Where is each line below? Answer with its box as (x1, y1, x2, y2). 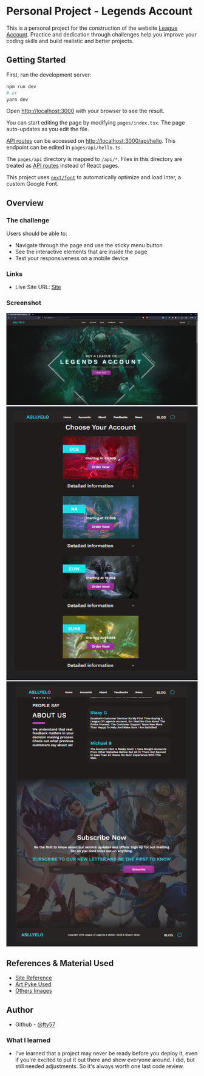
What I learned (6, 1036, 50, 1044)
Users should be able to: (6, 230, 68, 238)
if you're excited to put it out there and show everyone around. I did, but (15, 1056, 195, 1064)
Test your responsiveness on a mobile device (15, 255, 129, 262)
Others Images (15, 987, 53, 995)
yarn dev (6, 96, 29, 103)
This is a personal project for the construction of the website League (6, 24, 178, 32)
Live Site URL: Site (15, 284, 62, 291)
